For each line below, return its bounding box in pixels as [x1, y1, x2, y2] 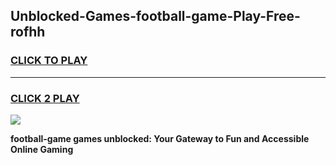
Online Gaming [10, 143, 74, 155]
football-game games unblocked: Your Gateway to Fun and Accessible [10, 132, 310, 144]
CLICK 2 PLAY [10, 91, 80, 105]
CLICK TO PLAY [10, 54, 88, 68]
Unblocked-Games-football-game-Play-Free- [10, 8, 301, 25]
